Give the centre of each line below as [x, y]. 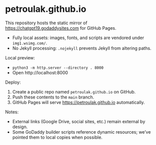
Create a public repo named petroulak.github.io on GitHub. [74, 92]
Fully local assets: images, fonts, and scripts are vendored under [78, 38]
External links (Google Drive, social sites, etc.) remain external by [78, 121]
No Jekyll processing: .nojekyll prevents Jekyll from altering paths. [82, 48]
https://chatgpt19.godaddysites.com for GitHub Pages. [61, 28]
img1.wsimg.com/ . [30, 43]
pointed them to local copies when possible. [57, 137]
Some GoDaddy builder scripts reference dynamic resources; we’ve [81, 132]
